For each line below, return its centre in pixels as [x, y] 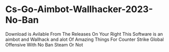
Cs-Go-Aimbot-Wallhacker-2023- [79, 9]
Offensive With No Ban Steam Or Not [44, 44]
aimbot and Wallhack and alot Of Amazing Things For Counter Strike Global [84, 39]
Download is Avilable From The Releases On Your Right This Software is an [84, 34]
